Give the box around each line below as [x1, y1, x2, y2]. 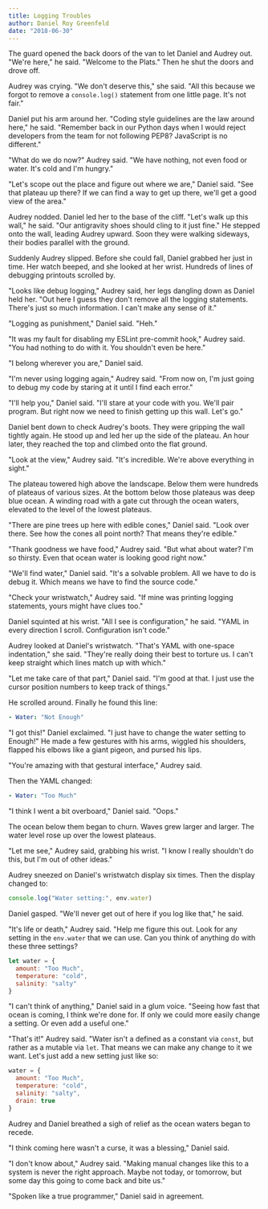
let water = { [8, 957, 56, 965]
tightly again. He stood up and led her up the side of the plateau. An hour [8, 431, 250, 441]
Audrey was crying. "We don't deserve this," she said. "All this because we [8, 81, 255, 91]
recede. [8, 1127, 35, 1137]
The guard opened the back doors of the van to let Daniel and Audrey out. [8, 49, 253, 59]
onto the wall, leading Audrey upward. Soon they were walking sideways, [8, 229, 250, 239]
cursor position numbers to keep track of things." [8, 682, 171, 692]
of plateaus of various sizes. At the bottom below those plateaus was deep [8, 487, 255, 497]
